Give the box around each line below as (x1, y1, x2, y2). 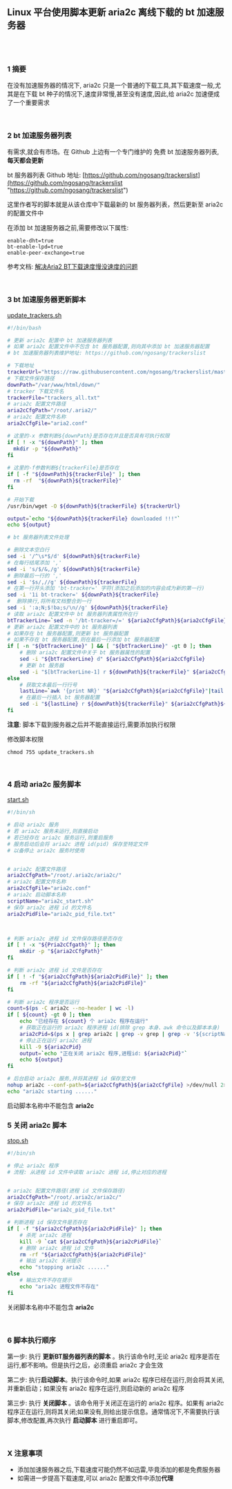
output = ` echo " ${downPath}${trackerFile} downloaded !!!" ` (7, 515, 181, 522)
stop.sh (7, 1137, 29, 1145)
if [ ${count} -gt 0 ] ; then (7, 1011, 91, 1019)
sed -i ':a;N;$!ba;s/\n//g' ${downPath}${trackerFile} (7, 604, 168, 611)
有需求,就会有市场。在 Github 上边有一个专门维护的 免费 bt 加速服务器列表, (7, 148, 220, 156)
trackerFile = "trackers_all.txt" (7, 394, 100, 401)
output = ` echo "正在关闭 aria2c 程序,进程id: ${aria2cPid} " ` (19, 1050, 188, 1057)
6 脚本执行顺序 (7, 1335, 57, 1345)
